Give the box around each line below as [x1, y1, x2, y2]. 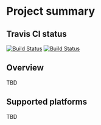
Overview [6, 63, 44, 73]
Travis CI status [6, 29, 67, 39]
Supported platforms [6, 97, 87, 107]
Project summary [6, 4, 96, 18]
